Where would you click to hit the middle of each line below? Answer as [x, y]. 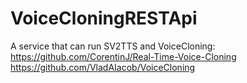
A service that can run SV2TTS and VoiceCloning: [113, 46]
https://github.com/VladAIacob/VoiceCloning [103, 67]
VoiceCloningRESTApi [104, 18]
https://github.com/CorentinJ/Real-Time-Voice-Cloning [123, 56]
